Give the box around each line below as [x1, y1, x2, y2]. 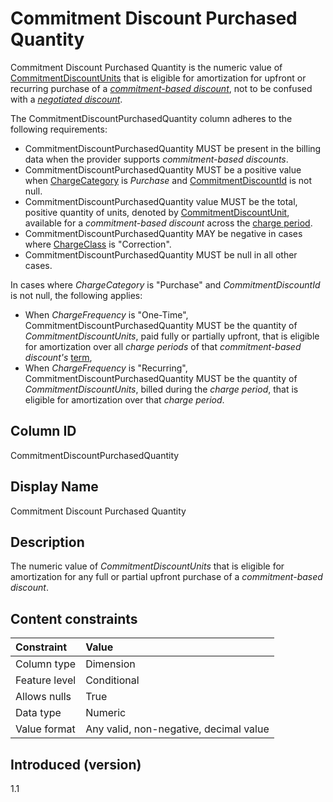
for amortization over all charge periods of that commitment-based [24, 340, 302, 352]
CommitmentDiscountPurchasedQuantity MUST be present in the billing [24, 142, 322, 154]
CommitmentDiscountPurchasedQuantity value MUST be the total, [24, 195, 298, 207]
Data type [15, 706, 62, 720]
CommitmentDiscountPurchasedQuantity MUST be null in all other [24, 248, 298, 261]
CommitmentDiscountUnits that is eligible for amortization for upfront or [10, 72, 307, 84]
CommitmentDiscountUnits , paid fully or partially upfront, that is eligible [24, 330, 320, 342]
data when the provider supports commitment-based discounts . [24, 153, 289, 165]
